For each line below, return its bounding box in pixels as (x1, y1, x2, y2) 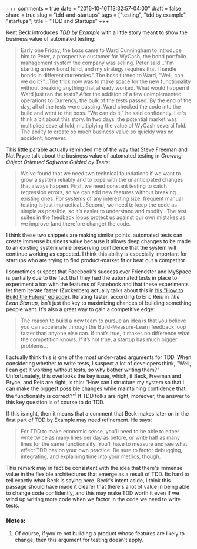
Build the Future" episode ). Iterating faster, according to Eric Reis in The (6, 293, 180, 300)
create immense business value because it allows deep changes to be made (6, 238, 191, 244)
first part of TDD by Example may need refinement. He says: (6, 416, 152, 423)
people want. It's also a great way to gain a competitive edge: (6, 306, 155, 312)
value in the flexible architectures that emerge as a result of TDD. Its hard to (6, 470, 189, 478)
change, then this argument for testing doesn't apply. (14, 536, 144, 543)
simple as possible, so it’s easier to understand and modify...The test (20, 208, 187, 214)
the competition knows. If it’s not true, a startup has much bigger (20, 336, 178, 343)
